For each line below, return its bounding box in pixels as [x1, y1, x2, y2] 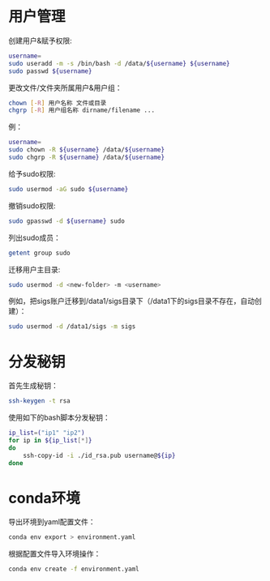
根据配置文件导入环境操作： [8, 549, 101, 559]
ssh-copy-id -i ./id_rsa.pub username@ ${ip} [23, 451, 176, 459]
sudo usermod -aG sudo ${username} [8, 185, 129, 193]
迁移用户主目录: [8, 264, 61, 274]
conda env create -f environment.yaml [8, 565, 139, 574]
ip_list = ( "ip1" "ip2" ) [8, 429, 85, 438]
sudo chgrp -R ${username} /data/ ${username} [8, 153, 165, 162]
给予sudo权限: [8, 169, 56, 178]
